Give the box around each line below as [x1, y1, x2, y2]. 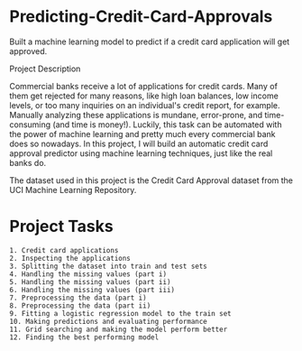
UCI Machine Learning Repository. [9, 184, 137, 195]
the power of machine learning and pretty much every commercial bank [9, 128, 276, 139]
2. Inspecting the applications [9, 254, 131, 263]
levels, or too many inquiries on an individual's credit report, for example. [9, 99, 280, 110]
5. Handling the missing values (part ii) [9, 277, 171, 286]
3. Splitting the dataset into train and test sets [9, 262, 207, 271]
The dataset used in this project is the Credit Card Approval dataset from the [9, 174, 294, 186]
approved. [9, 45, 48, 56]
